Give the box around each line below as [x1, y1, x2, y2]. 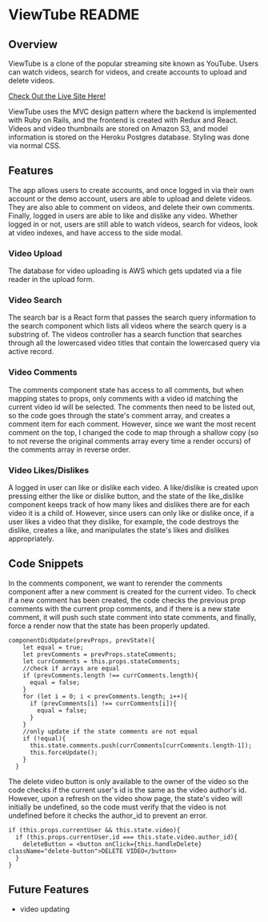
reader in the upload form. [8, 275, 94, 284]
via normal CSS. [8, 141, 62, 150]
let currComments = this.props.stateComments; [22, 657, 181, 666]
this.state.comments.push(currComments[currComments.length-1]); [29, 741, 252, 750]
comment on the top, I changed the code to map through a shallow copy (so [8, 427, 259, 437]
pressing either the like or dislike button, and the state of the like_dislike [8, 491, 244, 501]
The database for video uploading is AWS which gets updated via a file [8, 266, 242, 276]
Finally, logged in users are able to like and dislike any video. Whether [8, 211, 238, 220]
